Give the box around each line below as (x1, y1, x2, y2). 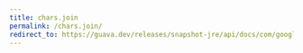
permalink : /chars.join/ (9, 22, 103, 31)
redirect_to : (9, 30, 59, 39)
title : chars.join (9, 13, 78, 22)
